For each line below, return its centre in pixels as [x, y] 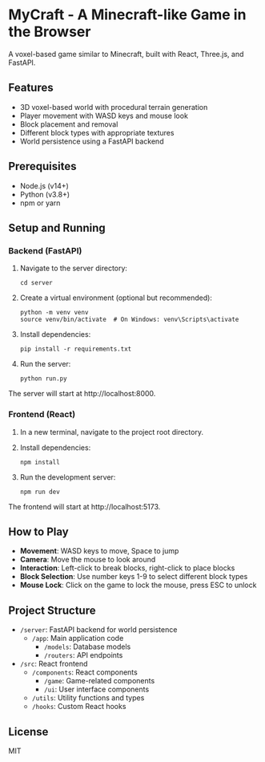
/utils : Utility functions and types [88, 698]
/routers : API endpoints [83, 655]
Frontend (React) [42, 415]
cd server [36, 283]
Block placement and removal [69, 124]
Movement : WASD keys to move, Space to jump [99, 551]
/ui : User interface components [96, 689]
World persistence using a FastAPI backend [92, 141]
